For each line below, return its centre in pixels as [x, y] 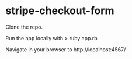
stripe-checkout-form [60, 11]
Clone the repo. [24, 27]
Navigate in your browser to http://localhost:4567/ [66, 49]
